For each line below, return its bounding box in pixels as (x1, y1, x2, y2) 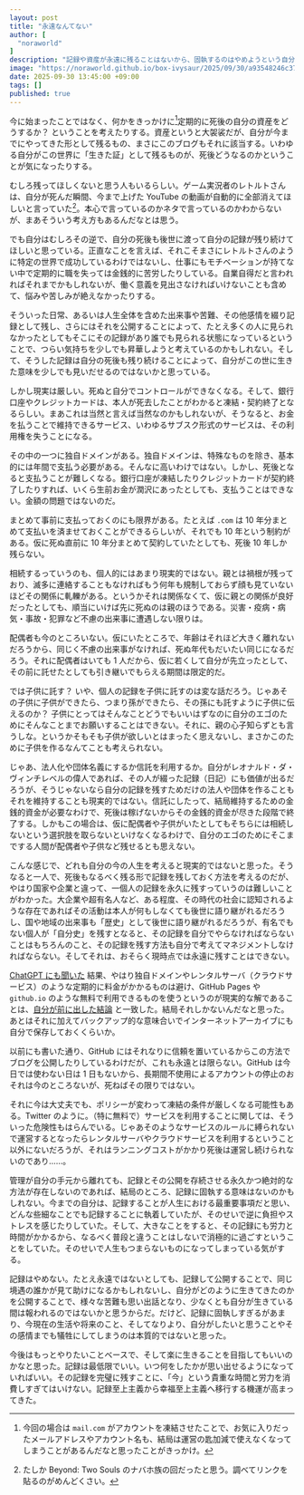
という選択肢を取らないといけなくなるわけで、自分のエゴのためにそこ (24, 829, 287, 840)
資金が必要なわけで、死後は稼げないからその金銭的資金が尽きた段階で (24, 806, 287, 817)
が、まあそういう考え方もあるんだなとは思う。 (9, 214, 184, 225)
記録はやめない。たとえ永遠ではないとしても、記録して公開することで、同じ (9, 1273, 294, 1284)
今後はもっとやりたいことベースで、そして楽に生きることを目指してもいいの (9, 1349, 293, 1360)
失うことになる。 (33, 430, 97, 441)
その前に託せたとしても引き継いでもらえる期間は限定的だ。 (9, 666, 231, 677)
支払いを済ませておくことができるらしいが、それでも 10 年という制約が (24, 526, 291, 536)
